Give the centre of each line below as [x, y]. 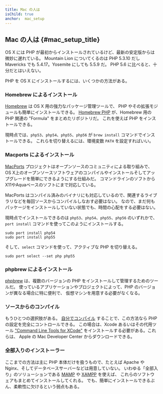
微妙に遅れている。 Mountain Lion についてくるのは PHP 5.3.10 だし [72, 59]
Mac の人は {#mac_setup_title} [53, 39]
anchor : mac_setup [25, 19]
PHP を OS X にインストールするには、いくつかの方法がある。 [67, 81]
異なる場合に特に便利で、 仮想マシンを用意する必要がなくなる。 [78, 293]
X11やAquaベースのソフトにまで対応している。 [52, 185]
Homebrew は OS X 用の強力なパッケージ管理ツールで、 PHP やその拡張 [77, 106]
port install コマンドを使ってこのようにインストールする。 [65, 224]
